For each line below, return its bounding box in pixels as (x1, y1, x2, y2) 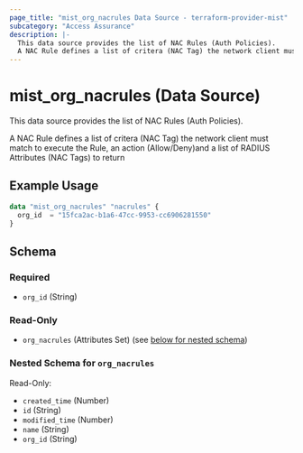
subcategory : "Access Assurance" (9, 22, 135, 31)
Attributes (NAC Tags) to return (9, 153, 125, 163)
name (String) (22, 423, 69, 434)
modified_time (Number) (22, 414, 115, 425)
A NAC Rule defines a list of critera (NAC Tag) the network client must (9, 133, 269, 144)
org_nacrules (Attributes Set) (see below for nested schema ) (22, 335, 248, 346)
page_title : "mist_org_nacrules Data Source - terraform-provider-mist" (9, 13, 289, 23)
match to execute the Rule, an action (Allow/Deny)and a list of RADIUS (9, 143, 271, 153)
